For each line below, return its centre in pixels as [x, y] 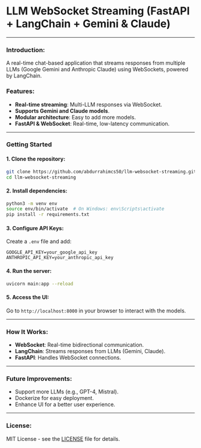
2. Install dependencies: [37, 191]
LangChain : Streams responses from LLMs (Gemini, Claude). [90, 351]
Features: [20, 91]
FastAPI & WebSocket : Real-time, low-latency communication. [92, 124]
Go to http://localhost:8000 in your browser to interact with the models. [96, 311]
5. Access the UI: [28, 297]
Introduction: [26, 50]
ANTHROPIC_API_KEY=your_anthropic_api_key [60, 258]
